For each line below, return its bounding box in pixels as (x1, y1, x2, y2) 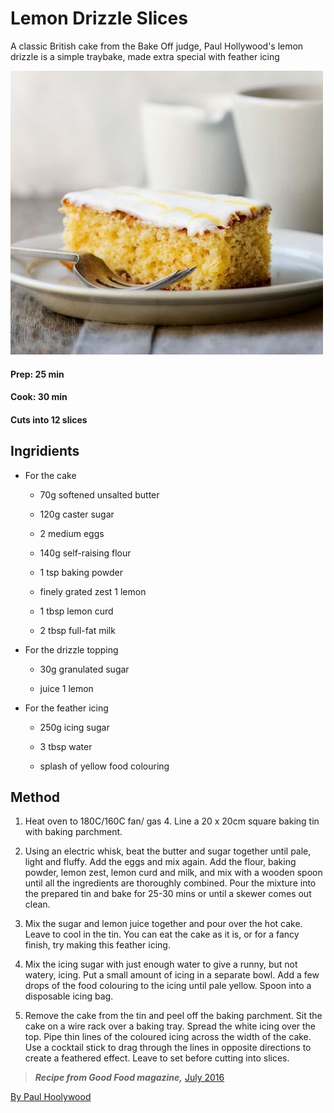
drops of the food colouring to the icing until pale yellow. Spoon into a (24, 980, 312, 992)
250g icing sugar (39, 721, 110, 733)
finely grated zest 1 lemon (39, 585, 147, 597)
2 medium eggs (39, 527, 105, 539)
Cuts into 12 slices (10, 413, 88, 426)
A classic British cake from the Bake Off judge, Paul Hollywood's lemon (10, 40, 304, 52)
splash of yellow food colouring (39, 760, 170, 772)
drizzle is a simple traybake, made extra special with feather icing (10, 50, 280, 62)
